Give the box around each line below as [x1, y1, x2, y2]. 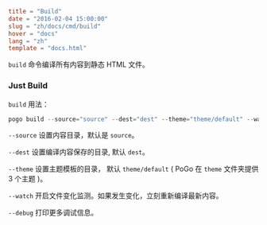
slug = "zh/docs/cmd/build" [8, 22, 102, 30]
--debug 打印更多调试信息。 [8, 208, 99, 218]
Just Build [8, 80, 48, 91]
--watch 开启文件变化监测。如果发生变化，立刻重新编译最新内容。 [8, 191, 224, 200]
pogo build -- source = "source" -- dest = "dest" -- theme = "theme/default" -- [8, 115, 254, 123]
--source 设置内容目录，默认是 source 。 [8, 130, 139, 140]
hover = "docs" [8, 29, 59, 37]
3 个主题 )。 [8, 174, 48, 184]
